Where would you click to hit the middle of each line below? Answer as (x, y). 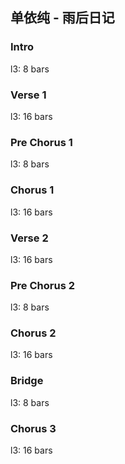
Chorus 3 (33, 428)
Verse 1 (28, 95)
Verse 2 (29, 238)
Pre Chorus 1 (41, 142)
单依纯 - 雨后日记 (62, 18)
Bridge (27, 381)
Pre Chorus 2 (42, 285)
